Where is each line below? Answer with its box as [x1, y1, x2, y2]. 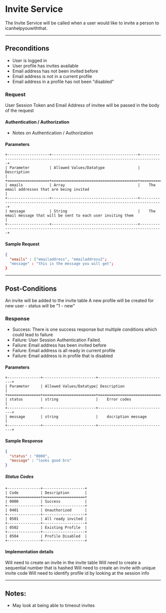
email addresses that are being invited [5, 187, 90, 192]
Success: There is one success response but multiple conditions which [12, 326, 157, 332]
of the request [5, 108, 34, 114]
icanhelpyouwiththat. [5, 25, 48, 31]
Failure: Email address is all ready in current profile [12, 348, 116, 354]
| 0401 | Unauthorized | [5, 508, 87, 513]
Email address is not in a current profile [12, 73, 92, 79]
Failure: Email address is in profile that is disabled [12, 353, 113, 359]
